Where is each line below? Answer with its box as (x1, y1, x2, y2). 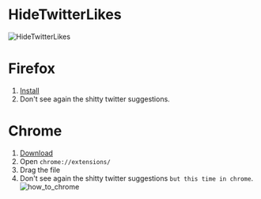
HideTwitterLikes (8, 6, 122, 24)
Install (19, 86, 40, 95)
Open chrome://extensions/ (19, 156, 111, 166)
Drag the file (19, 165, 61, 174)
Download (19, 148, 54, 158)
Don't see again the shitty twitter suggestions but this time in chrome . (19, 173, 254, 183)
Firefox (8, 59, 55, 78)
